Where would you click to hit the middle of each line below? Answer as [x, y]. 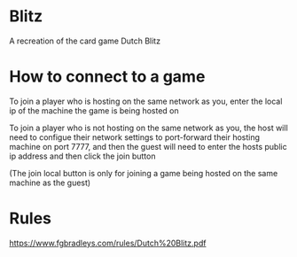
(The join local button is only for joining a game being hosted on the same [144, 173]
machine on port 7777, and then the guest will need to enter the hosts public [148, 146]
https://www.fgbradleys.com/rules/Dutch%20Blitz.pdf [108, 243]
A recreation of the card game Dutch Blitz [85, 41]
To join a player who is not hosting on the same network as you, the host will [148, 128]
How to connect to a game [107, 77]
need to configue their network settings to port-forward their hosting [134, 137]
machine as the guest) [50, 183]
